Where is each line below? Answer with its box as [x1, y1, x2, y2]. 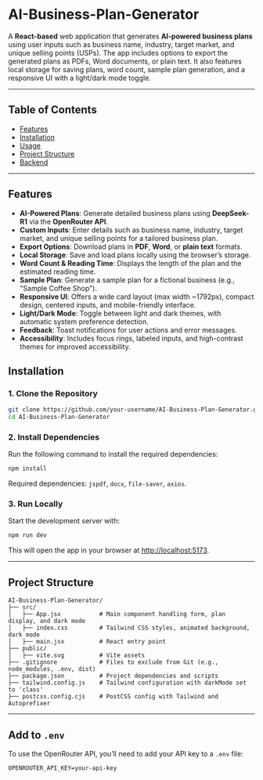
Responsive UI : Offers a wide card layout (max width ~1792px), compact [19, 292, 254, 301]
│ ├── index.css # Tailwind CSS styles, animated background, [8, 624, 250, 632]
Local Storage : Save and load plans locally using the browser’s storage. [19, 250, 251, 260]
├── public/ [8, 645, 47, 653]
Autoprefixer [8, 700, 51, 708]
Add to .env [8, 728, 65, 742]
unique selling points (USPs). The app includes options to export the [8, 48, 229, 57]
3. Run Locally [8, 498, 63, 509]
